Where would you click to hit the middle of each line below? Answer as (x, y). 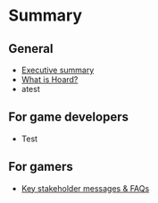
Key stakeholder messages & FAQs (85, 188)
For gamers (41, 167)
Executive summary (58, 70)
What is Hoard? (50, 80)
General (31, 49)
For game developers (68, 117)
